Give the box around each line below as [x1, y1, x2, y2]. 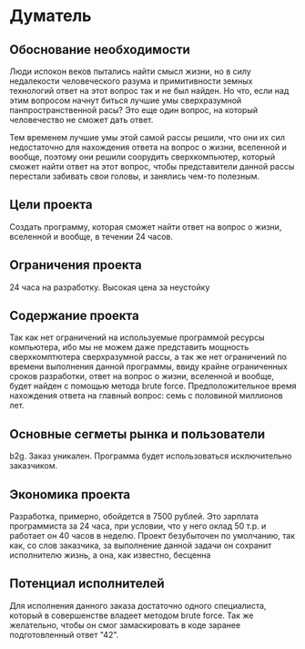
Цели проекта [9, 197, 93, 212]
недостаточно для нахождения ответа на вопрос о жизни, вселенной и [9, 142, 287, 152]
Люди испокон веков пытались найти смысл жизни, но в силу [9, 66, 252, 77]
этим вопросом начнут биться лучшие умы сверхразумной [9, 95, 242, 106]
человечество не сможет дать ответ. [9, 115, 154, 125]
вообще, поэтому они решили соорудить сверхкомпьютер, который [9, 151, 276, 162]
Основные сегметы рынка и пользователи [9, 426, 266, 442]
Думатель [9, 5, 92, 26]
